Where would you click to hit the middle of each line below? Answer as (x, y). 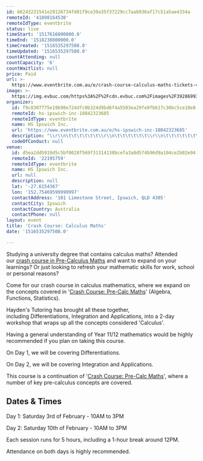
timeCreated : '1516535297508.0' (47, 46)
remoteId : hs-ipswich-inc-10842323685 (61, 113)
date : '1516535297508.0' (37, 231)
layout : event (24, 221)
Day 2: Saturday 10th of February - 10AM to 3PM (67, 428)
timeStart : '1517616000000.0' (44, 35)
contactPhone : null (36, 215)
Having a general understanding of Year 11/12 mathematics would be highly (100, 334)
